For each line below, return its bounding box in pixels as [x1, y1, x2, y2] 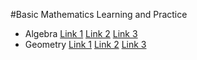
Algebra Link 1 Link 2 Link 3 [24, 28, 138, 39]
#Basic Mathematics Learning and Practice [10, 9, 188, 20]
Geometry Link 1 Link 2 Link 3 [24, 39, 147, 50]
